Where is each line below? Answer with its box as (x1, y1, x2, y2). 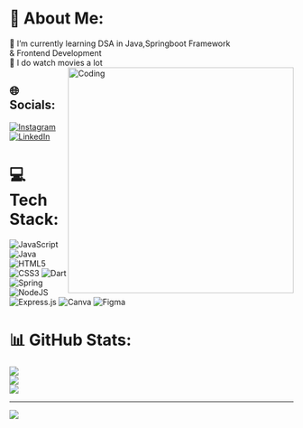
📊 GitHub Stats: (9, 330, 133, 350)
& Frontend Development (9, 47, 102, 58)
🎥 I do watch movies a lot (9, 57, 103, 68)
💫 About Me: (9, 8, 105, 29)
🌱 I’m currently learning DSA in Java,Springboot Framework (9, 38, 231, 49)
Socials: (9, 98, 56, 113)
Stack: (9, 209, 60, 229)
